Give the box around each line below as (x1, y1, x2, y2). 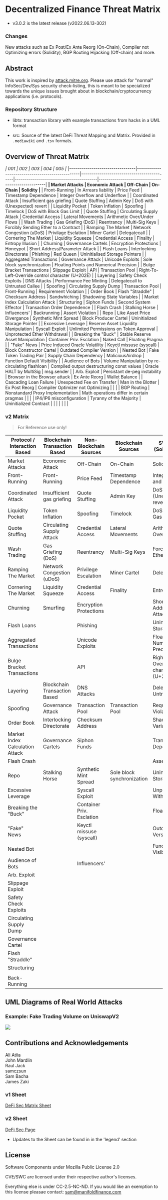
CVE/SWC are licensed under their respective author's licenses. (5, 1174, 137, 1180)
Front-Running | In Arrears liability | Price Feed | (44, 187, 142, 193)
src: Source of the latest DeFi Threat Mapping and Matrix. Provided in (12, 132, 156, 139)
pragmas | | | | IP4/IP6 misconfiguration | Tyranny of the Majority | (5, 395, 141, 402)
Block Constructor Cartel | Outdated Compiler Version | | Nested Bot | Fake (5, 347, 159, 353)
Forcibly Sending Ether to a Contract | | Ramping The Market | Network (5, 225, 151, 231)
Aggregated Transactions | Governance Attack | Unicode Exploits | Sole (5, 256, 152, 262)
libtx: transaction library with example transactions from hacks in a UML (12, 117, 160, 124)
